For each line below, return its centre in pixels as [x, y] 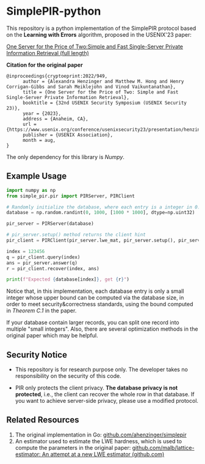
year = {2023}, [42, 113]
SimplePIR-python [54, 11]
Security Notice [37, 355]
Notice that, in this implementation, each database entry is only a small [95, 291]
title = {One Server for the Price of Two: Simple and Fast [100, 92]
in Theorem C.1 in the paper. [41, 311]
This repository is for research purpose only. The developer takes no [101, 370]
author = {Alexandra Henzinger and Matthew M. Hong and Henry [103, 81]
